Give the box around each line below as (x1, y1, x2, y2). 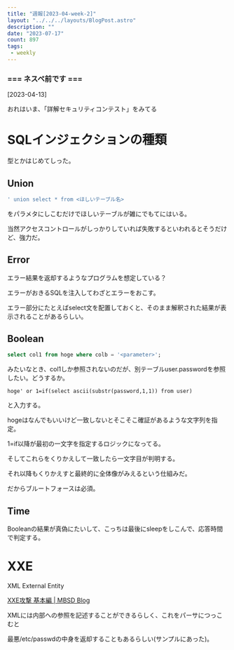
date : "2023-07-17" (7, 29, 64, 37)
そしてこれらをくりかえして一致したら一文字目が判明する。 (7, 454, 179, 463)
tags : (7, 43, 23, 50)
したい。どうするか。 (7, 373, 69, 383)
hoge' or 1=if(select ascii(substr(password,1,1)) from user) (7, 387, 193, 395)
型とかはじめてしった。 (7, 157, 75, 165)
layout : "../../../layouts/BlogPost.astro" (7, 17, 137, 24)
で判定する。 (7, 533, 44, 542)
